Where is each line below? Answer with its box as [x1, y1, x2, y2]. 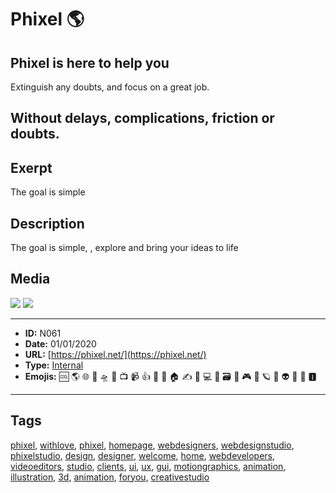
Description [10, 215, 85, 232]
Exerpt [10, 159, 53, 176]
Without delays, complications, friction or [10, 110, 275, 127]
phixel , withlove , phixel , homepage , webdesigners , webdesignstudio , [10, 439, 295, 451]
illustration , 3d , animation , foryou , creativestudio [10, 471, 210, 483]
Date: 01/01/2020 [24, 337, 97, 350]
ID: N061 [24, 327, 62, 339]
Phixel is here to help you [10, 54, 170, 71]
